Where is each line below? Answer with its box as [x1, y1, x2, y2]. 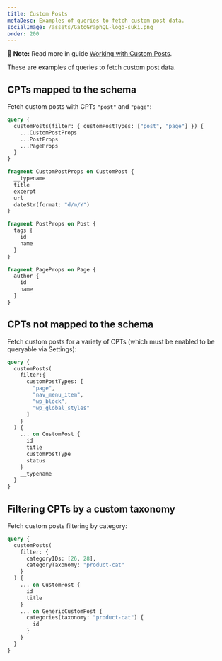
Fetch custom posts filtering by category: [7, 521, 127, 530]
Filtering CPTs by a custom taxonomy [7, 503, 175, 515]
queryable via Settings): [7, 344, 77, 353]
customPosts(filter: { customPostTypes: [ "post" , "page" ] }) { [13, 122, 204, 129]
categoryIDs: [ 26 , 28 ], [25, 555, 97, 562]
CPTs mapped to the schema [7, 83, 136, 95]
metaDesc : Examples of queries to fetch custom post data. [7, 17, 185, 24]
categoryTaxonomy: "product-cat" [25, 561, 125, 569]
